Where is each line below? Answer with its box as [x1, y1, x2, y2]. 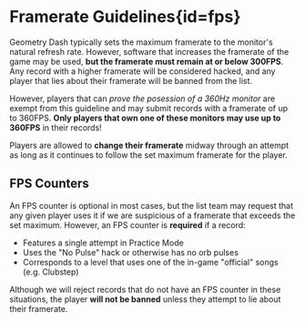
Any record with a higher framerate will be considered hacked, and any [9, 66, 276, 77]
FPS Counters [9, 176, 89, 192]
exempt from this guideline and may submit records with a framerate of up [9, 102, 289, 113]
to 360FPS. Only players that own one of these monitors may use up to [9, 112, 281, 123]
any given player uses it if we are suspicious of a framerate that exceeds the [9, 210, 296, 221]
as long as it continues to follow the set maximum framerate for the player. [9, 149, 289, 161]
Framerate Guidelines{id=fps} [9, 6, 241, 27]
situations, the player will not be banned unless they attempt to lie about [9, 294, 281, 305]
